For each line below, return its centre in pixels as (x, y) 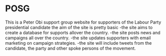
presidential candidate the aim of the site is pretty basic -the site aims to (79, 27)
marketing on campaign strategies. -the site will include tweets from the (79, 43)
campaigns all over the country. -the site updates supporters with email (78, 38)
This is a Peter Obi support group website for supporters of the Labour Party (83, 22)
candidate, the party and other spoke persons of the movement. (71, 48)
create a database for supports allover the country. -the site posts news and (83, 32)
